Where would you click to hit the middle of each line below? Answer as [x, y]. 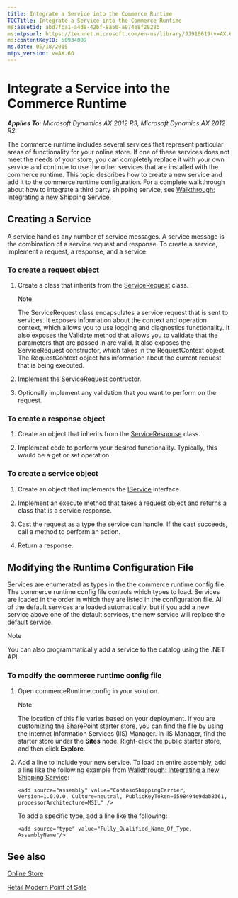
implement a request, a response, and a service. [78, 251]
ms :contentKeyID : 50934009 [47, 40]
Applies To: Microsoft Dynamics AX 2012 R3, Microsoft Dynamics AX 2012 [117, 123]
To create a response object [56, 419]
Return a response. [45, 545]
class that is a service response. [64, 510]
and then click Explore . [51, 749]
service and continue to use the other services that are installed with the [113, 166]
